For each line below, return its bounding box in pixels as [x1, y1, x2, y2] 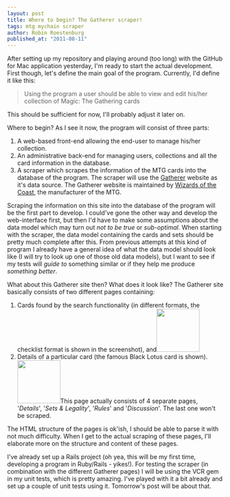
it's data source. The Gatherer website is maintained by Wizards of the [16, 181, 217, 189]
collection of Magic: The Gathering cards [23, 97, 141, 105]
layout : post [7, 10, 45, 17]
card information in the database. [16, 159, 112, 167]
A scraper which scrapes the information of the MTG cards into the [16, 166, 207, 175]
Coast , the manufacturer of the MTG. [16, 188, 122, 197]
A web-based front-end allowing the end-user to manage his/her [16, 137, 201, 145]
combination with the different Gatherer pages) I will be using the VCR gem [7, 467, 220, 476]
